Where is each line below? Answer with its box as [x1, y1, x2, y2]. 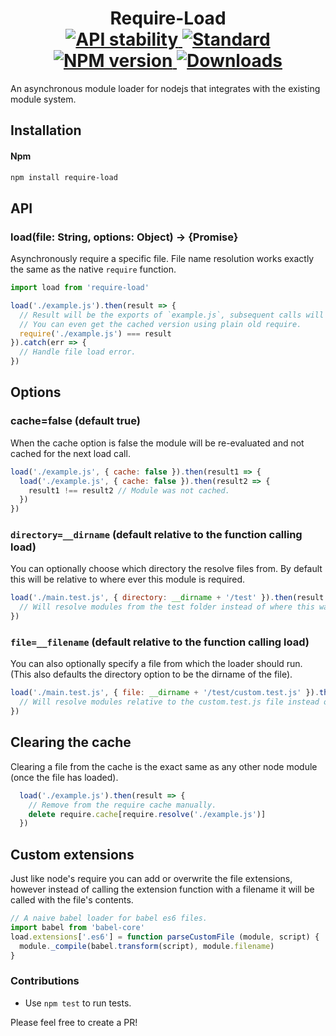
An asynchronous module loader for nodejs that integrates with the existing [10, 82, 321, 94]
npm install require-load [10, 172, 118, 182]
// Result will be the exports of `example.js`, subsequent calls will [19, 310, 325, 320]
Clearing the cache [10, 734, 132, 751]
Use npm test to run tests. [24, 997, 132, 1009]
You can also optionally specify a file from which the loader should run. [10, 658, 303, 670]
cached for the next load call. [10, 447, 131, 459]
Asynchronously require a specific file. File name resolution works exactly [10, 253, 315, 265]
